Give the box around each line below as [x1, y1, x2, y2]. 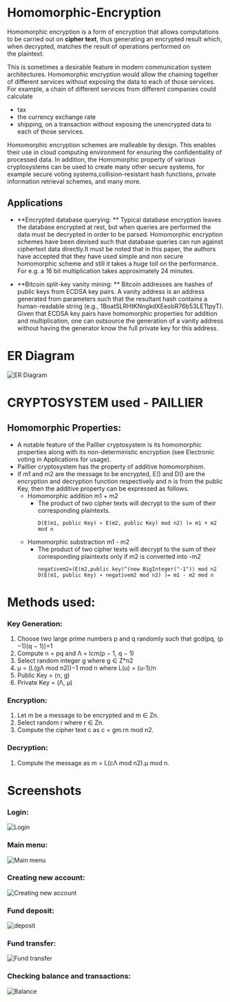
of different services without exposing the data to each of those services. [7, 77, 216, 85]
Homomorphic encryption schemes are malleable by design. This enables [7, 140, 216, 149]
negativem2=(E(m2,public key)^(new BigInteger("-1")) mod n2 [37, 566, 217, 573]
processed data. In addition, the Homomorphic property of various [7, 155, 196, 163]
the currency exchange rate [17, 112, 96, 121]
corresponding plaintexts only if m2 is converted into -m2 [37, 552, 201, 560]
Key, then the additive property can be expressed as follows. [17, 484, 189, 493]
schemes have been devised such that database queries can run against [17, 237, 224, 246]
